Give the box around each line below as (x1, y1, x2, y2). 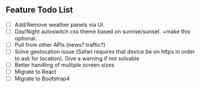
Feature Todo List (5, 5, 74, 15)
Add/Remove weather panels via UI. (14, 21, 105, 28)
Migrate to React (14, 68, 57, 75)
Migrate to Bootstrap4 (14, 75, 70, 83)
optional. (14, 35, 37, 42)
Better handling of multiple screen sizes (14, 61, 115, 69)
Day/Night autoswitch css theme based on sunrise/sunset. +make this (14, 27, 191, 35)
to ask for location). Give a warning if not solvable (14, 55, 139, 63)
